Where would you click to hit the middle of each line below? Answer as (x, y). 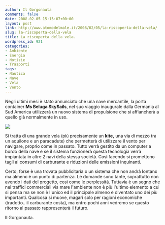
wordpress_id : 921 (24, 42)
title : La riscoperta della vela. (41, 37)
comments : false (22, 14)
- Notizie (15, 60)
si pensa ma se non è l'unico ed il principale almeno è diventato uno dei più (81, 192)
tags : (11, 69)
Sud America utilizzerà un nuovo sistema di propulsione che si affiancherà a (82, 112)
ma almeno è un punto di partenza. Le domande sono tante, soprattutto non (82, 176)
